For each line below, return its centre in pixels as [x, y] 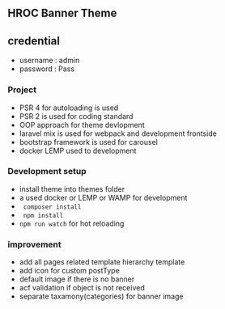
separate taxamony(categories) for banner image [101, 296]
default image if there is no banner [77, 279]
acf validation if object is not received [82, 288]
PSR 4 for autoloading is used [69, 108]
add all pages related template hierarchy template [102, 262]
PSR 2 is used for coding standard [76, 116]
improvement [34, 244]
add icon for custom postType [70, 271]
